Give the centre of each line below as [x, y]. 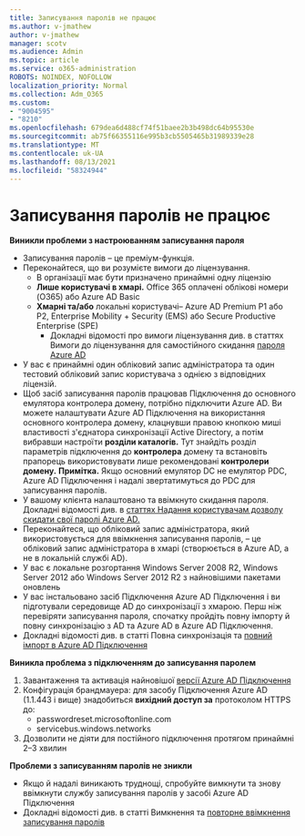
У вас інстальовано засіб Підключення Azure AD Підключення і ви [151, 596]
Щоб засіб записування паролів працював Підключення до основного [159, 393]
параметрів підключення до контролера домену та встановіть [145, 452]
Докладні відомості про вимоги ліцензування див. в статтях [167, 336]
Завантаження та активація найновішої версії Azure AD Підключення [157, 680]
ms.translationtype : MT [55, 145]
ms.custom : [30, 102]
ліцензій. [40, 384]
